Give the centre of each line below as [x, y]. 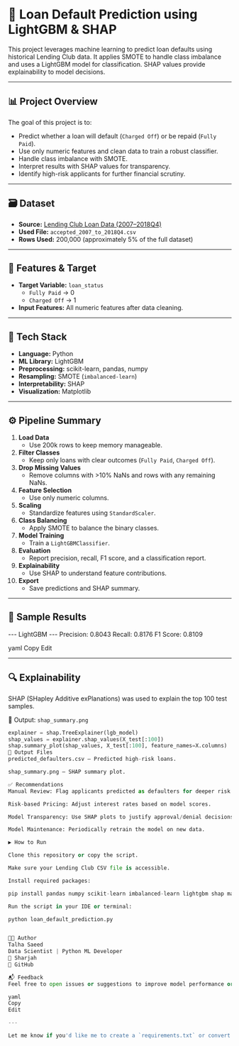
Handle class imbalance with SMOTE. [73, 158]
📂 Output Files [30, 752]
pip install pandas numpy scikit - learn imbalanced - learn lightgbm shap [116, 894]
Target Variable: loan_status [61, 285]
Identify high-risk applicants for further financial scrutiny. [102, 174]
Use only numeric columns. [69, 498]
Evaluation [34, 550]
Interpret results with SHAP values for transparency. [94, 166]
